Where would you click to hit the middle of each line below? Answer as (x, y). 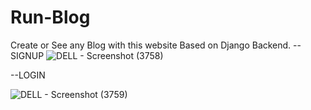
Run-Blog (50, 17)
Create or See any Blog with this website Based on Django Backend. (151, 45)
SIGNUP (27, 55)
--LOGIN (28, 75)
